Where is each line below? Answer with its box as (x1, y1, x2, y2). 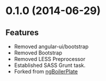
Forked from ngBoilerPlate (14, 68, 78, 75)
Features (5, 28, 39, 38)
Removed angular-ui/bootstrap (14, 43, 89, 50)
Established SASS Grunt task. (14, 62, 86, 69)
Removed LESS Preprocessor (14, 56, 86, 62)
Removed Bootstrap (14, 49, 62, 56)
